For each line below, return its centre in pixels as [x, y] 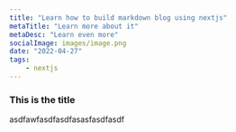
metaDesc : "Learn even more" [64, 34]
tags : [19, 60]
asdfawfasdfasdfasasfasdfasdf [67, 119]
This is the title [42, 99]
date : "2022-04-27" [46, 52]
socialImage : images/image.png [68, 43]
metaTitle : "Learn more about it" [74, 26]
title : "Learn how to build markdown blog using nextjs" [118, 18]
